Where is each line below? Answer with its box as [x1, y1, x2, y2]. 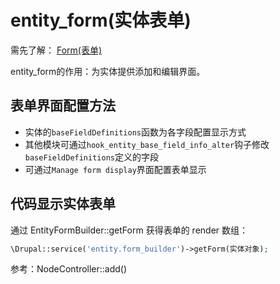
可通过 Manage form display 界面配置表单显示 [24, 163, 207, 175]
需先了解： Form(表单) [10, 44, 103, 56]
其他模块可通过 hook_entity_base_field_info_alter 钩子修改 [24, 138, 270, 150]
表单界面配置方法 [10, 97, 116, 115]
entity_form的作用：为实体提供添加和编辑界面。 [10, 65, 206, 77]
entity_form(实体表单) [10, 9, 192, 32]
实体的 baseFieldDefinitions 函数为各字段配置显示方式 [24, 126, 247, 138]
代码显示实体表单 [10, 196, 116, 213]
